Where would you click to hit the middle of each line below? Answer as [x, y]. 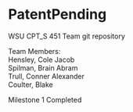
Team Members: [34, 51]
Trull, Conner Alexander [46, 76]
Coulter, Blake [31, 85]
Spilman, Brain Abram [43, 67]
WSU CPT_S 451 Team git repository [66, 36]
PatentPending [58, 14]
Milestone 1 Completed [45, 99]
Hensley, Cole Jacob [41, 60]
